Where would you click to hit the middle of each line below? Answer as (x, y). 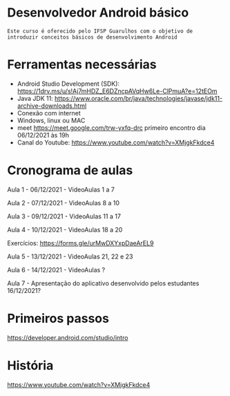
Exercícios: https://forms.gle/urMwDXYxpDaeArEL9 (80, 243)
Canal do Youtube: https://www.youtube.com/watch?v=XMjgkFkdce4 (116, 142)
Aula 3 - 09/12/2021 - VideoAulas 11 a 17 (64, 216)
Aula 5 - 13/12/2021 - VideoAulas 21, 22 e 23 (70, 256)
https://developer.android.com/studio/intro (68, 337)
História (30, 365)
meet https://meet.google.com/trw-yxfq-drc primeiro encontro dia (111, 128)
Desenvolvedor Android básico (98, 13)
